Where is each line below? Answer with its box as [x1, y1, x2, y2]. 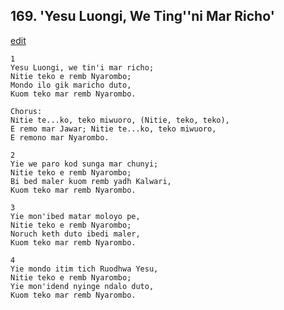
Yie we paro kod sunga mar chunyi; [10, 159, 159, 169]
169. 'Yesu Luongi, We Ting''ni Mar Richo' [10, 8, 275, 25]
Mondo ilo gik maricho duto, [10, 80, 132, 90]
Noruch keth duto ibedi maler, [10, 229, 141, 239]
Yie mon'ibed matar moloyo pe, [10, 211, 141, 221]
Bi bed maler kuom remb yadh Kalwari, [10, 176, 172, 186]
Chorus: [10, 106, 43, 116]
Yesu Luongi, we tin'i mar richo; [10, 62, 155, 73]
